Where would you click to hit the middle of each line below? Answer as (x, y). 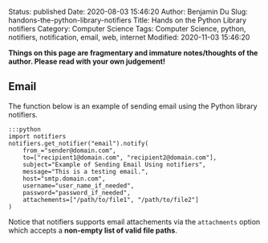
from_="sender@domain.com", (69, 150)
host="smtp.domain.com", (64, 179)
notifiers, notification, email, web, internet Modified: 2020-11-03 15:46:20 (129, 37)
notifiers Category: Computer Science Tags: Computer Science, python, (127, 29)
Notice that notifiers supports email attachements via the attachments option (134, 221)
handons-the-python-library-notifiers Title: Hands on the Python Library (128, 20)
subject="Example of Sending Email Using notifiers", (114, 164)
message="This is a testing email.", (86, 171)
